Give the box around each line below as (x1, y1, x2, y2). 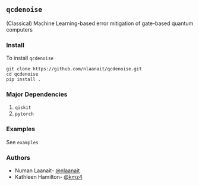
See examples (6, 138, 39, 145)
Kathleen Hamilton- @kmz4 (14, 173, 83, 180)
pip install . (6, 76, 42, 83)
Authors (6, 153, 31, 162)
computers (6, 26, 33, 33)
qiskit (14, 105, 31, 111)
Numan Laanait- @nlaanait (14, 167, 80, 174)
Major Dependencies (6, 90, 68, 98)
